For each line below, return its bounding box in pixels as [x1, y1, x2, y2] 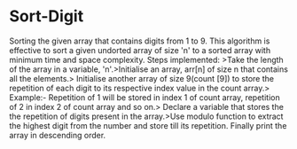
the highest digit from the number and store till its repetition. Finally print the [9, 120, 287, 130]
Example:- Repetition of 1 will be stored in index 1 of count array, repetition [9, 91, 281, 103]
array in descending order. [9, 129, 106, 140]
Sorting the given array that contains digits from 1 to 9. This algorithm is [9, 35, 270, 46]
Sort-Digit [9, 6, 84, 27]
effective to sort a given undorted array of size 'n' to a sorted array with [9, 44, 271, 55]
